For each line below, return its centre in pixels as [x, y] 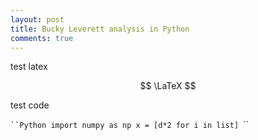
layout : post [37, 19]
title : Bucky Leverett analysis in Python [100, 29]
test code [30, 105]
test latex [29, 67]
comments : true [42, 38]
